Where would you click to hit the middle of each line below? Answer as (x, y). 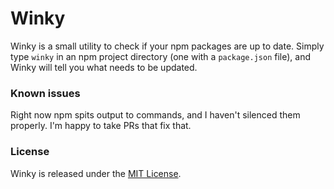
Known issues (45, 93)
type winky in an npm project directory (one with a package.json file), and (160, 56)
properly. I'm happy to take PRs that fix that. (101, 126)
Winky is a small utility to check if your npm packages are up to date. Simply (167, 46)
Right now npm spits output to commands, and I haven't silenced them (155, 115)
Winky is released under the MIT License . (96, 173)
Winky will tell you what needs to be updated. (104, 67)
